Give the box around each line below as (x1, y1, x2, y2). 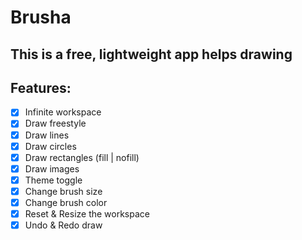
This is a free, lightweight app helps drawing (10, 46, 293, 63)
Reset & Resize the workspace (24, 207, 150, 220)
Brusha (10, 6, 72, 29)
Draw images (24, 162, 80, 175)
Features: (10, 79, 72, 96)
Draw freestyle (24, 117, 87, 130)
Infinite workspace (24, 106, 102, 118)
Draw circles (24, 140, 77, 152)
